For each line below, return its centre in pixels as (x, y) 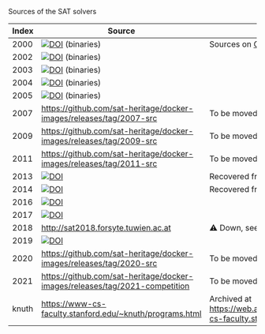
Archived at (230, 299)
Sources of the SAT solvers (52, 11)
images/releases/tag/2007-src (99, 118)
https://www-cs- (74, 304)
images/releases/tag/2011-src (99, 163)
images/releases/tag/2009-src (99, 141)
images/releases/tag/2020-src (99, 263)
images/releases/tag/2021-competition (116, 286)
